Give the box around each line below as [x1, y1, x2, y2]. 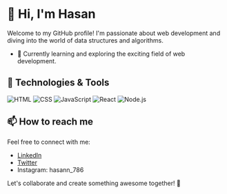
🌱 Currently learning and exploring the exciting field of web [17, 50, 186, 58]
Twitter [17, 158, 38, 166]
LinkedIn [17, 151, 42, 159]
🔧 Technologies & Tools [7, 77, 110, 89]
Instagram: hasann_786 [17, 165, 84, 174]
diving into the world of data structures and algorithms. [7, 36, 164, 44]
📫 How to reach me [7, 116, 94, 128]
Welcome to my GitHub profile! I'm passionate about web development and [7, 29, 221, 37]
